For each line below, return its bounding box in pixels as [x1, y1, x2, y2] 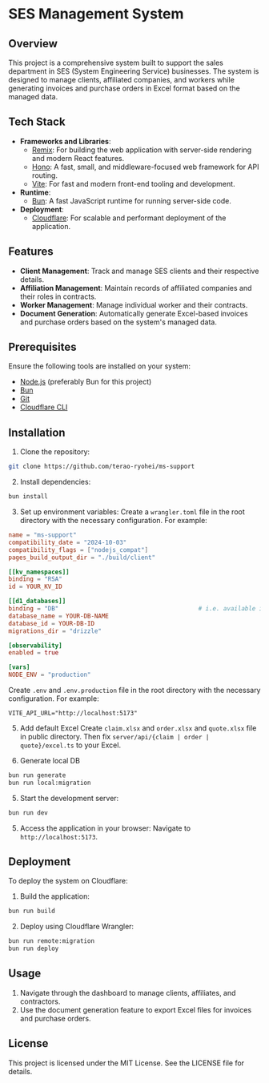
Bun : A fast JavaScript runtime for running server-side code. [31, 195, 232, 205]
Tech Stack [8, 115, 66, 129]
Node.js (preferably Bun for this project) [19, 377, 152, 387]
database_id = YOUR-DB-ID [8, 619, 94, 627]
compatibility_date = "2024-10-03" [8, 538, 127, 546]
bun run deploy [8, 944, 59, 953]
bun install [8, 493, 48, 501]
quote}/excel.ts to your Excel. [19, 740, 122, 750]
